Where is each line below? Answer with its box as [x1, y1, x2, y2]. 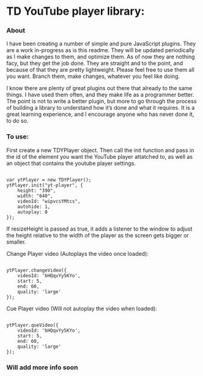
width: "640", [17, 193, 53, 199]
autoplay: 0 [17, 209, 48, 215]
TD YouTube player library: [6, 4, 145, 18]
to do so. [6, 117, 29, 125]
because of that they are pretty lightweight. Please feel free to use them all [6, 66, 194, 74]
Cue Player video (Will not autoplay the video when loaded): [6, 305, 158, 312]
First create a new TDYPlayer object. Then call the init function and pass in [6, 146, 194, 154]
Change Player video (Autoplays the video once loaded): [6, 250, 149, 257]
